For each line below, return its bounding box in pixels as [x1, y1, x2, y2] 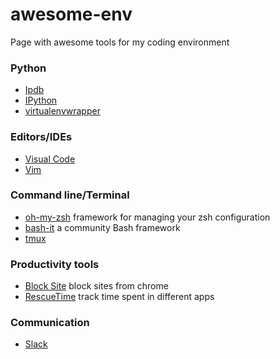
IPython [24, 94, 58, 107]
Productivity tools [10, 257, 100, 271]
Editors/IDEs [10, 130, 73, 144]
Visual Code [24, 153, 76, 165]
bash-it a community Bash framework [24, 221, 181, 233]
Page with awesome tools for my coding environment [10, 36, 230, 48]
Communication [10, 316, 90, 330]
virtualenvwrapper [24, 105, 101, 117]
